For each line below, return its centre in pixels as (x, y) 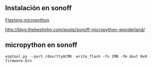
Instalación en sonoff (38, 8)
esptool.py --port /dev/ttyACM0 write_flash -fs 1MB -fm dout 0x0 (76, 56)
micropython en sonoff (41, 45)
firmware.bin (19, 61)
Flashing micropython (27, 20)
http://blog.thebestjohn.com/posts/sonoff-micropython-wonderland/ (75, 30)
